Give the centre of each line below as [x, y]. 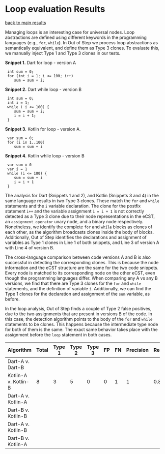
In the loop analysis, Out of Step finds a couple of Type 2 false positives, [78, 308]
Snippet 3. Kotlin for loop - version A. [43, 129]
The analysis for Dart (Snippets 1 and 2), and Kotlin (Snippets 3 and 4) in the [82, 195]
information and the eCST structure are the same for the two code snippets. [82, 268]
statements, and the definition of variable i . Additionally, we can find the [78, 288]
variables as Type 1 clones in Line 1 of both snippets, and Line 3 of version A [82, 242]
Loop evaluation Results [55, 9]
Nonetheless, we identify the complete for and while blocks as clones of [79, 227]
